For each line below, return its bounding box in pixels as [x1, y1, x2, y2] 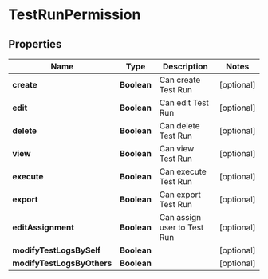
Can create [159, 74, 201, 85]
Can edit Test [159, 97, 209, 108]
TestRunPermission [8, 6, 141, 24]
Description [162, 61, 209, 72]
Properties [8, 37, 62, 51]
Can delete [159, 120, 201, 131]
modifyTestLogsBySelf [12, 245, 101, 256]
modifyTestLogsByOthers [12, 257, 112, 269]
